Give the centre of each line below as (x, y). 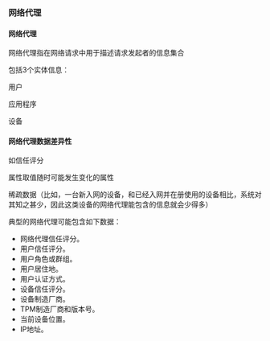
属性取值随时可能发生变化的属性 (61, 178)
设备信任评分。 (45, 289)
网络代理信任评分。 (52, 239)
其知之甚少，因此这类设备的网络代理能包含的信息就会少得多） (110, 205)
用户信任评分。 (45, 249)
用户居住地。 (41, 269)
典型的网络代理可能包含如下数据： (65, 222)
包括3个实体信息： (39, 70)
